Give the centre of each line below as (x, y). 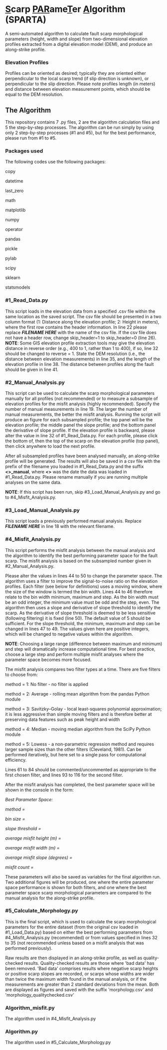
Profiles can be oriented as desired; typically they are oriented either (76, 73)
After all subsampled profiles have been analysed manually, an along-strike (82, 456)
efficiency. (16, 760)
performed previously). (29, 948)
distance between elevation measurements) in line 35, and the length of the (83, 359)
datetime (14, 181)
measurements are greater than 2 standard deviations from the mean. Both (82, 984)
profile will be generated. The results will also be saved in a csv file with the (83, 461)
